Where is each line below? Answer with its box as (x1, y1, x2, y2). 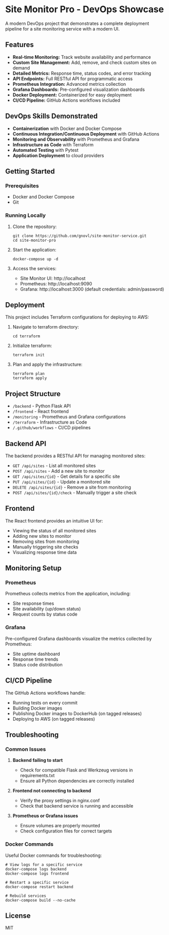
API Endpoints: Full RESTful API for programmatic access (12, 75, 133, 82)
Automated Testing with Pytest (12, 147, 79, 153)
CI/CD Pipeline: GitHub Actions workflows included (12, 97, 120, 103)
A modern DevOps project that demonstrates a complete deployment (5, 20, 149, 26)
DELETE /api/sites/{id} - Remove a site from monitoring (12, 484, 132, 490)
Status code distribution (12, 661, 63, 667)
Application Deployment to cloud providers (12, 152, 104, 158)
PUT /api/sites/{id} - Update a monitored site (12, 478, 111, 485)
